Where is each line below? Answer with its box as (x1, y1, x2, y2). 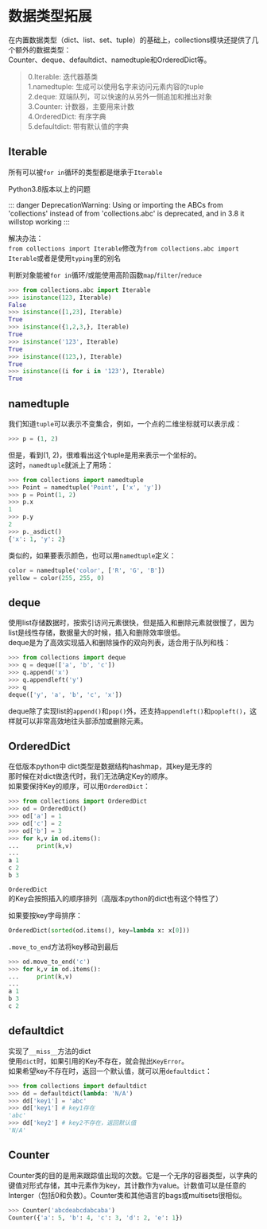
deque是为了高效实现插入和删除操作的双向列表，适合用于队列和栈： (8, 638, 231, 648)
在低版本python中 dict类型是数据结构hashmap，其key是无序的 (8, 761, 213, 772)
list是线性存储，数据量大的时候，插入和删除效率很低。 (8, 628, 185, 637)
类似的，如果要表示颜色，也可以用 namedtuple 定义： (8, 550, 176, 560)
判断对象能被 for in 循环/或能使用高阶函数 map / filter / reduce (8, 270, 203, 279)
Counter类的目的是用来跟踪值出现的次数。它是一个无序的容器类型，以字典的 (8, 1170, 258, 1180)
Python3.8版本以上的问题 (8, 184, 91, 193)
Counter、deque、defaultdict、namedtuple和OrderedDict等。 (8, 55, 211, 64)
